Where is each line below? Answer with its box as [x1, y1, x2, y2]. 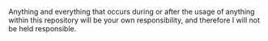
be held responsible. [8, 24, 77, 33]
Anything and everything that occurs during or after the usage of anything [8, 7, 255, 16]
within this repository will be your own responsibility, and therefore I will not [8, 15, 261, 25]
